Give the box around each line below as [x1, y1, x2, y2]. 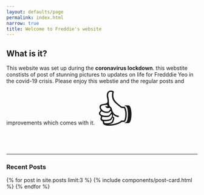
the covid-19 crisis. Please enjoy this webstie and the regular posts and [6, 77, 185, 85]
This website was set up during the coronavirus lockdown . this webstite [6, 64, 188, 72]
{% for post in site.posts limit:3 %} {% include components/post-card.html [6, 177, 192, 184]
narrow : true [6, 20, 39, 26]
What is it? [6, 48, 47, 58]
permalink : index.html [6, 15, 64, 21]
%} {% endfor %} [6, 183, 50, 190]
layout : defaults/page [6, 9, 64, 15]
